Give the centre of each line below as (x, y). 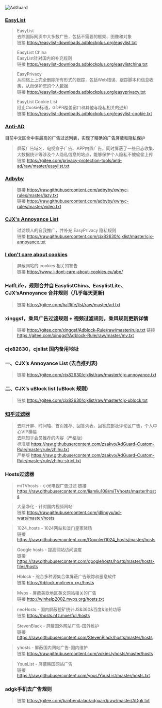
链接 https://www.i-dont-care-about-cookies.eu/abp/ (70, 272)
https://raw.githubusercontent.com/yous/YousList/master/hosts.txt (83, 676)
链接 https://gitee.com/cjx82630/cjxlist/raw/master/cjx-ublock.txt (82, 400)
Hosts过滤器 (20, 474)
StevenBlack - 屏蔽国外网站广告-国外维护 (58, 626)
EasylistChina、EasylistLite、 (90, 286)
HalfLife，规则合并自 (30, 286)
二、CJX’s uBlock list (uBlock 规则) (47, 389)
